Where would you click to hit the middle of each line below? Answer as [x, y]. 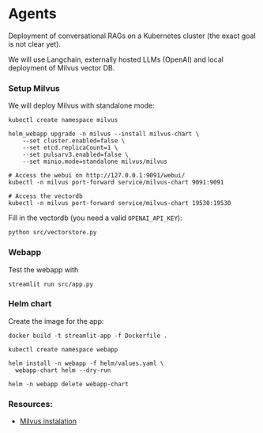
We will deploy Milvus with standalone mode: [82, 106]
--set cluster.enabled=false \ [74, 141]
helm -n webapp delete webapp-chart [68, 384]
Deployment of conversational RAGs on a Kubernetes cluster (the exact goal [132, 36]
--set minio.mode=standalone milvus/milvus [95, 162]
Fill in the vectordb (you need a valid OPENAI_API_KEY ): [96, 218]
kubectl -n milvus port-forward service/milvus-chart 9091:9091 [116, 183]
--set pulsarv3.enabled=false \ [75, 155]
